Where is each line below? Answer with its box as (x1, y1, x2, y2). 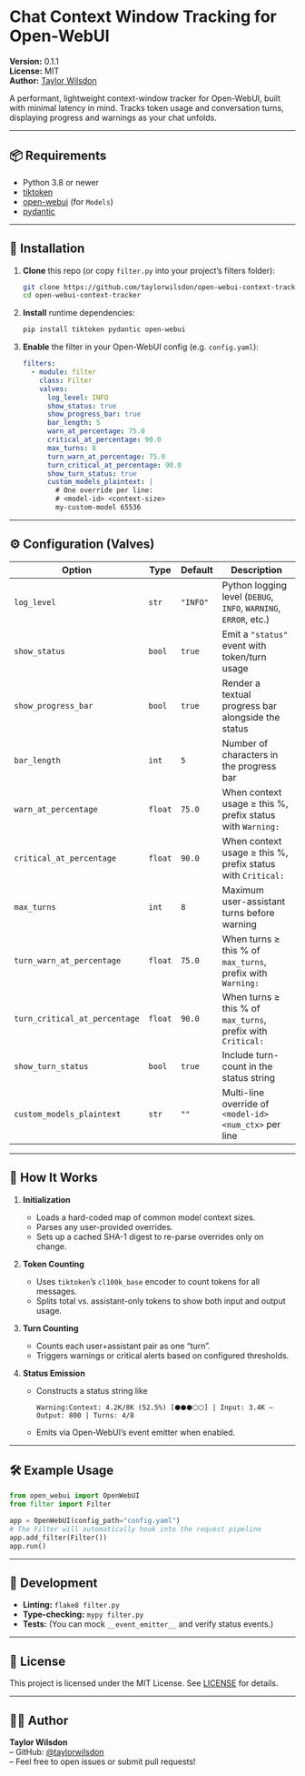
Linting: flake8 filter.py (22, 1599, 120, 1610)
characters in (221, 748, 279, 761)
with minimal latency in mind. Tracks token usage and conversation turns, (9, 102, 284, 113)
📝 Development (9, 1576, 98, 1591)
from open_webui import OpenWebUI (9, 1491, 141, 1500)
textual (221, 688, 251, 701)
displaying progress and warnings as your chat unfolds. (9, 112, 218, 123)
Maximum (221, 883, 265, 896)
